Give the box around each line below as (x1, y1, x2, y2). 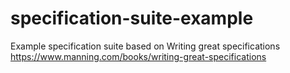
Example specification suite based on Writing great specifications (10, 40, 281, 52)
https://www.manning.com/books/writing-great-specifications (10, 50, 267, 62)
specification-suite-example (10, 7, 254, 30)
